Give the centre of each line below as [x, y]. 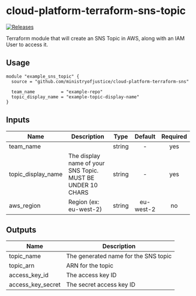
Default [145, 136]
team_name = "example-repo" [57, 92]
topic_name [25, 256]
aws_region [25, 205]
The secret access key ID [101, 285]
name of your [86, 163]
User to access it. [27, 44]
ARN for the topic [90, 266]
